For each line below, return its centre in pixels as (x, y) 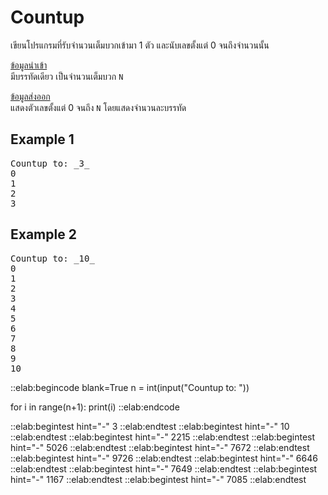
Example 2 (43, 234)
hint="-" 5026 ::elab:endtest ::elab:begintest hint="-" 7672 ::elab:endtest (160, 447)
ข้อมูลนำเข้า (29, 65)
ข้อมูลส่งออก (30, 96)
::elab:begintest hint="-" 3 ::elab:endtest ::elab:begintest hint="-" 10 (150, 426)
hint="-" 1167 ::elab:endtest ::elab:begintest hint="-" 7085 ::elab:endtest (158, 479)
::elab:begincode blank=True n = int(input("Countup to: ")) (130, 387)
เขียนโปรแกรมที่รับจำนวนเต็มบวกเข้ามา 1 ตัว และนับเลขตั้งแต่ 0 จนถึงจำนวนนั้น (140, 45)
